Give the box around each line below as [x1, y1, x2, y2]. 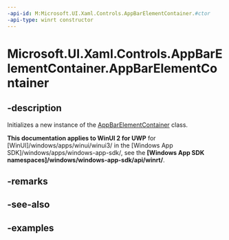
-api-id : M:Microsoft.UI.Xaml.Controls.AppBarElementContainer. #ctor [7, 10, 211, 17]
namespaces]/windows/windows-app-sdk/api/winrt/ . [7, 156, 165, 164]
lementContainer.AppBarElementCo [7, 60, 218, 76]
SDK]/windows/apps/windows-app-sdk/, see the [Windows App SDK [7, 148, 205, 156]
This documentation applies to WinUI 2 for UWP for [7, 134, 156, 142]
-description [7, 102, 62, 114]
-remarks [7, 176, 48, 187]
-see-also [7, 199, 50, 211]
